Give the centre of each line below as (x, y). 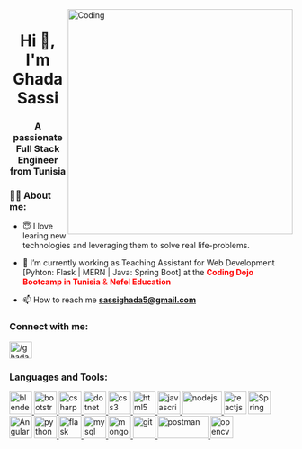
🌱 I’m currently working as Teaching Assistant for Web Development (149, 263)
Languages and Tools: (58, 377)
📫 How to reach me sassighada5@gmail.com (109, 300)
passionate (38, 138)
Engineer (38, 160)
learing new (44, 236)
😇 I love (38, 226)
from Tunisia (38, 172)
